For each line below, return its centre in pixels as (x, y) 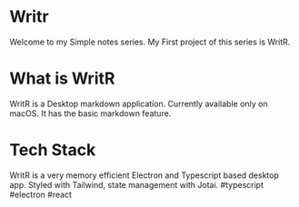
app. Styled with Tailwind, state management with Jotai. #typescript (136, 184)
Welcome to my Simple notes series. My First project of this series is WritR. (150, 42)
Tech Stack (53, 150)
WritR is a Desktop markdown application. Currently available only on (139, 103)
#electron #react (41, 194)
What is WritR (62, 79)
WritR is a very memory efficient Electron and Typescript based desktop (145, 175)
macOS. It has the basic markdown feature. (90, 113)
